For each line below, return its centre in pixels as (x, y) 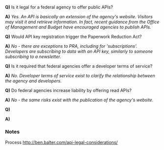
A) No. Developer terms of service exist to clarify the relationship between (80, 75)
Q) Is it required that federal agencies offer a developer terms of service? (79, 66)
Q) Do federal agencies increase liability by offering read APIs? (69, 90)
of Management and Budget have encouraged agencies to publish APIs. (78, 27)
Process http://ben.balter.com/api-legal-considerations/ (61, 143)
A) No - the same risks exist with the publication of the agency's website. (79, 100)
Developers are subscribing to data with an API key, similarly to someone (79, 51)
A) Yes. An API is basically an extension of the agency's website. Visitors (79, 16)
